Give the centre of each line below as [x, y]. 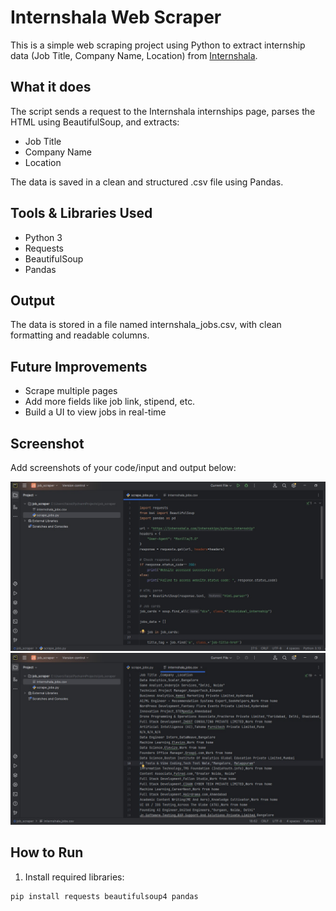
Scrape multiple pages [71, 391]
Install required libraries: [74, 877]
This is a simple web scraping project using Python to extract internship [158, 45]
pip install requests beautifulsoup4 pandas [104, 896]
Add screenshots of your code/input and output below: [123, 467]
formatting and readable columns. [80, 335]
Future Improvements [79, 366]
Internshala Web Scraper [116, 17]
